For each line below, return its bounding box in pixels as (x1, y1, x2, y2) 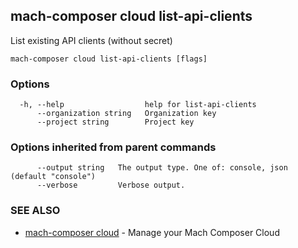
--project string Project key (36, 117, 195, 128)
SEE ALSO (10, 204, 61, 218)
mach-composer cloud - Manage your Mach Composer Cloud (24, 226, 280, 238)
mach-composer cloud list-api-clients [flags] (10, 54, 208, 64)
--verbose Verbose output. (36, 180, 186, 191)
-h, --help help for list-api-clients (19, 100, 257, 110)
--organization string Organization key (36, 109, 217, 119)
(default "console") (10, 172, 97, 182)
